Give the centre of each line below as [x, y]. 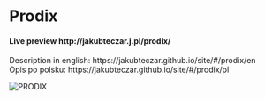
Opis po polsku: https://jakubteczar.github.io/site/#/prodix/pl [119, 70]
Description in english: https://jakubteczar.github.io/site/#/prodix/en [132, 61]
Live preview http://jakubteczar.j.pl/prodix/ [90, 40]
